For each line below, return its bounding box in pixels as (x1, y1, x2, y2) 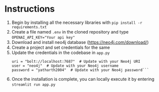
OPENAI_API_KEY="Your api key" (11, 35, 75, 40)
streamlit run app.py (11, 82, 55, 87)
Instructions (4, 3, 55, 15)
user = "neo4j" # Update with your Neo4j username (11, 63, 119, 68)
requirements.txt (11, 24, 47, 30)
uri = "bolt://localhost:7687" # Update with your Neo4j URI (11, 59, 141, 64)
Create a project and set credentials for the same (11, 44, 110, 50)
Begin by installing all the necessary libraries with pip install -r (11, 19, 142, 25)
